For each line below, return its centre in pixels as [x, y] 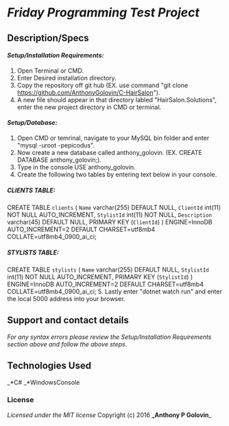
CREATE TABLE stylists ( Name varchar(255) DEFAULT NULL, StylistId [108, 270]
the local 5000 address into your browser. [66, 298]
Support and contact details [68, 320]
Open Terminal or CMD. [50, 71]
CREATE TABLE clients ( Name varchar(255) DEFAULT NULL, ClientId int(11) [114, 207]
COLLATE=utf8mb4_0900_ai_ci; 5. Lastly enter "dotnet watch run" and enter [115, 291]
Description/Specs [48, 38]
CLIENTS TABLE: [32, 190]
